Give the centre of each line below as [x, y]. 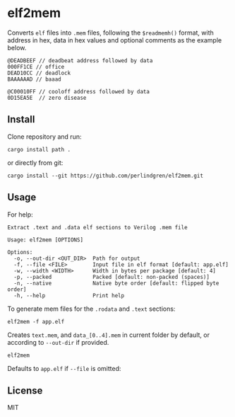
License [25, 390]
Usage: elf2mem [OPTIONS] [45, 240]
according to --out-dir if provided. [58, 342]
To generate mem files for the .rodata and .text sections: [91, 309]
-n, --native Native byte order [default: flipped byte [116, 283]
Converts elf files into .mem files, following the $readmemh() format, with [110, 33]
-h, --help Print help [69, 295]
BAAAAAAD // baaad [34, 79]
